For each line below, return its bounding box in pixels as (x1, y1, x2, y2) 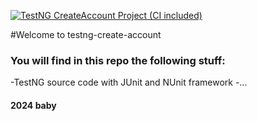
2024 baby (10, 99, 57, 111)
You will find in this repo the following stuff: (10, 53, 226, 67)
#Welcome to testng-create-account (10, 29, 162, 40)
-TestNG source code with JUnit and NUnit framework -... (10, 76, 248, 89)
